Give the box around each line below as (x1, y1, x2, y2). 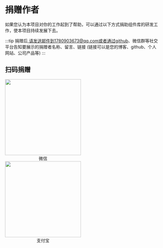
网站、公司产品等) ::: (5, 50, 46, 56)
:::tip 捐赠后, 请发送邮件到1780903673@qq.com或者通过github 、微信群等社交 (5, 37, 158, 44)
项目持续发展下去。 (21, 27, 61, 33)
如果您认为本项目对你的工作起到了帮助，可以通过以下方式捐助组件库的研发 (5, 21, 154, 27)
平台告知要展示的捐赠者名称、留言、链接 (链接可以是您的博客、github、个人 (5, 44, 157, 50)
